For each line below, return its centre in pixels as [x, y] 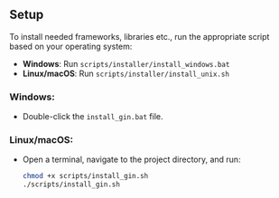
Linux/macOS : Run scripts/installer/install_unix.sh [126, 73]
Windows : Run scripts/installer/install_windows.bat [126, 63]
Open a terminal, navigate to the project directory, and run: [131, 160]
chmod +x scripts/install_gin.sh [85, 176]
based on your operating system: [71, 46]
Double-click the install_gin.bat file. [93, 117]
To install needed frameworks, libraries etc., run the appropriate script [139, 36]
